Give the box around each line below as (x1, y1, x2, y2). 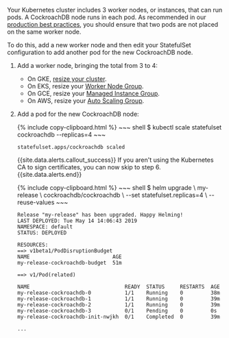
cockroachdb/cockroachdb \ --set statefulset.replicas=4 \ (43, 191, 208, 199)
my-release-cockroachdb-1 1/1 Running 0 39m (16, 295, 221, 302)
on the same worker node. (7, 27, 82, 36)
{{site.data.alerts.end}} (16, 171, 82, 178)
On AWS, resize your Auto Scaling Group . (27, 97, 145, 105)
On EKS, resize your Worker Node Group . (27, 82, 144, 90)
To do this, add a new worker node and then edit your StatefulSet (7, 41, 191, 49)
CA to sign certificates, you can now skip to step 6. (16, 163, 161, 171)
